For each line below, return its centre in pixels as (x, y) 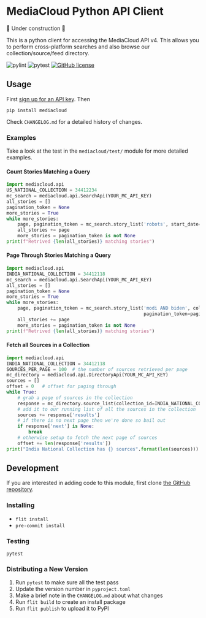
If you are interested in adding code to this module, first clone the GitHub (98, 483)
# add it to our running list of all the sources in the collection (107, 409)
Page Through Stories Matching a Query (59, 255)
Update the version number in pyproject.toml (73, 589)
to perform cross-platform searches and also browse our (78, 47)
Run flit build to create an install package (70, 602)
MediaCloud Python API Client (85, 11)
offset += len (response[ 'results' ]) (64, 443)
